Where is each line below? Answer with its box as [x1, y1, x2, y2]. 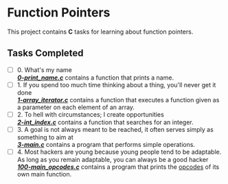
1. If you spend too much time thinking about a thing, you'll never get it [16, 80, 216, 89]
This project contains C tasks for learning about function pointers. [7, 27, 194, 36]
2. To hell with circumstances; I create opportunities [16, 110, 165, 118]
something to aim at [16, 133, 73, 141]
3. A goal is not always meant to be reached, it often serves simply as [16, 125, 214, 133]
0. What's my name [16, 65, 72, 73]
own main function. [16, 170, 72, 179]
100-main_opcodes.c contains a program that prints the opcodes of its [16, 163, 220, 171]
